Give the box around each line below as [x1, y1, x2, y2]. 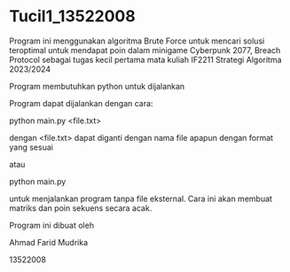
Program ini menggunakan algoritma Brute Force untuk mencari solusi [9, 35, 265, 46]
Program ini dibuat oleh [9, 220, 95, 230]
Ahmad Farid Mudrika [9, 237, 89, 247]
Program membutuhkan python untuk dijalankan [9, 81, 185, 91]
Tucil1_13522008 [9, 6, 136, 27]
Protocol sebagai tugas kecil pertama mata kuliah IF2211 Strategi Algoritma [9, 54, 282, 65]
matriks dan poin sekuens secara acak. [9, 202, 153, 214]
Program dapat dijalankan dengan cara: [9, 97, 153, 108]
